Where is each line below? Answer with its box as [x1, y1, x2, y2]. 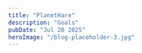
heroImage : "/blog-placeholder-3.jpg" [8, 33, 135, 41]
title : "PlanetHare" [8, 11, 76, 19]
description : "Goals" [8, 19, 79, 26]
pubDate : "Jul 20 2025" [8, 26, 86, 34]
